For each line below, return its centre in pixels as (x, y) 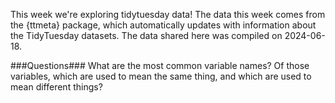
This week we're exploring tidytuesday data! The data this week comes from (168, 14)
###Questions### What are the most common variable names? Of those (160, 65)
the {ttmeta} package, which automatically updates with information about (163, 25)
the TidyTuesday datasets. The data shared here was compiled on (146, 35)
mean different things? (56, 87)
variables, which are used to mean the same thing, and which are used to (161, 76)
